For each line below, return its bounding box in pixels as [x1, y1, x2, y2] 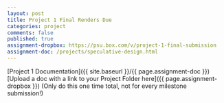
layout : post [7, 10, 45, 17]
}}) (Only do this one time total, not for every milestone [32, 82, 187, 90]
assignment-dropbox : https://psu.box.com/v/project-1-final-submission [7, 42, 216, 49]
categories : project [7, 23, 67, 30]
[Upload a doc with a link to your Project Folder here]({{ [7, 74, 164, 82]
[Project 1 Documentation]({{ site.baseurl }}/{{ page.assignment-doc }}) [7, 67, 210, 76]
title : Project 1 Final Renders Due [7, 16, 112, 23]
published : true [7, 36, 54, 43]
